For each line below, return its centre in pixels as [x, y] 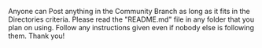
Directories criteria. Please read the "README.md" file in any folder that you [131, 19]
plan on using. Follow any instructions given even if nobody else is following [131, 27]
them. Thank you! [37, 36]
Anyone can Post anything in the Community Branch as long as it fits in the [129, 11]
